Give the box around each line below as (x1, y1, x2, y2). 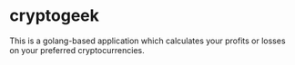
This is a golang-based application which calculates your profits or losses (9, 35, 286, 46)
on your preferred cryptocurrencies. (9, 44, 145, 55)
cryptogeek (9, 5, 100, 26)
